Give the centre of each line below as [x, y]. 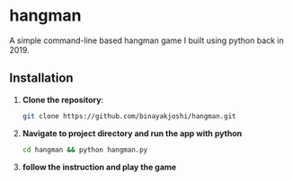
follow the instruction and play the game [99, 167]
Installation [41, 78]
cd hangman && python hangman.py [85, 150]
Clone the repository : [63, 99]
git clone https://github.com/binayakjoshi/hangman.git [129, 116]
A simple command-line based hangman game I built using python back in [147, 40]
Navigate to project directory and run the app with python [132, 133]
